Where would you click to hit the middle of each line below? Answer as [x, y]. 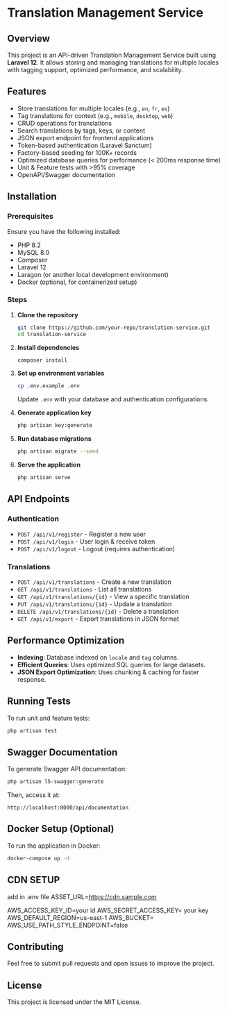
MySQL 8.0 [33, 252]
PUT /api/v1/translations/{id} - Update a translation [94, 604]
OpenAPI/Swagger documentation [66, 174]
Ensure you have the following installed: [64, 231]
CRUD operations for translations [65, 123]
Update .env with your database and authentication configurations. [113, 399]
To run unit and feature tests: [49, 718]
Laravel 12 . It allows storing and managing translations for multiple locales [113, 62]
